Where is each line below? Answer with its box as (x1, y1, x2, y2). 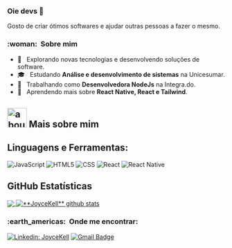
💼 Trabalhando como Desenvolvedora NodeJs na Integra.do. (17, 80, 196, 89)
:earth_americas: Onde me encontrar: (7, 217, 139, 227)
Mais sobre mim (28, 118, 99, 130)
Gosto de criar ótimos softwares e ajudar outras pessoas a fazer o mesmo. (7, 22, 220, 30)
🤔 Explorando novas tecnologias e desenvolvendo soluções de (17, 55, 200, 63)
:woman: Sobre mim (7, 39, 78, 49)
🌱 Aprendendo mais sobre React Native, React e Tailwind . (17, 87, 188, 96)
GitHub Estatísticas (7, 180, 92, 193)
